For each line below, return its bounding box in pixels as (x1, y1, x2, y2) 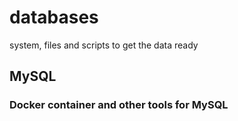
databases (9, 6, 99, 29)
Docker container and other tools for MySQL (9, 98, 229, 112)
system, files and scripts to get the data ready (9, 39, 199, 51)
